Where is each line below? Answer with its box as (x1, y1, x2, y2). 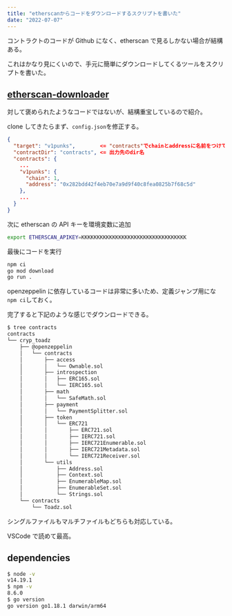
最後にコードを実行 (7, 247, 62, 255)
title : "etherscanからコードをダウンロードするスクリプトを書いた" (7, 10, 182, 17)
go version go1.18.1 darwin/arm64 (7, 602, 107, 609)
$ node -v (7, 570, 36, 577)
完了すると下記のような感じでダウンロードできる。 (7, 310, 153, 319)
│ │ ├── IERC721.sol (19, 433, 116, 440)
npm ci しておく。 (7, 296, 57, 304)
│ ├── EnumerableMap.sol (19, 478, 122, 485)
